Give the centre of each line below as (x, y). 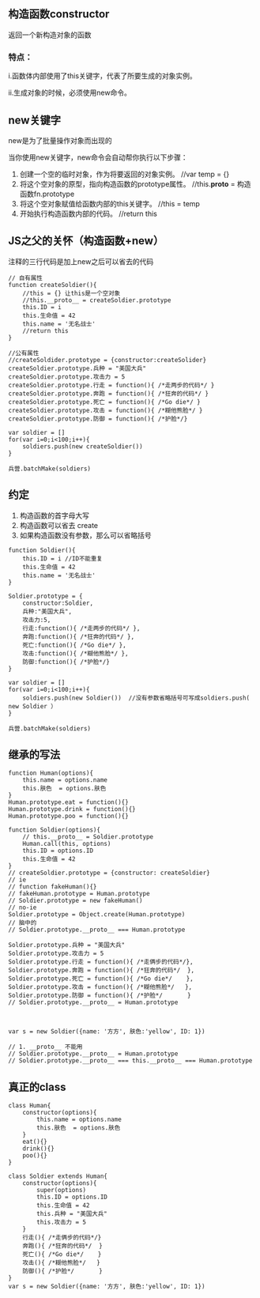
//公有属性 (24, 353)
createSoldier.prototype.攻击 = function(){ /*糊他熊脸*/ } (106, 410)
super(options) (62, 1190)
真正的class (37, 1087)
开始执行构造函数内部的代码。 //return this (89, 213)
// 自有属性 (26, 278)
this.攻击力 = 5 (62, 1223)
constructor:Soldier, (58, 603)
